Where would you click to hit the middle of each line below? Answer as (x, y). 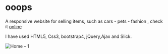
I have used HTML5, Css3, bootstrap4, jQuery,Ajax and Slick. (69, 36)
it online (13, 26)
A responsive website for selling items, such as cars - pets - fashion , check (84, 21)
